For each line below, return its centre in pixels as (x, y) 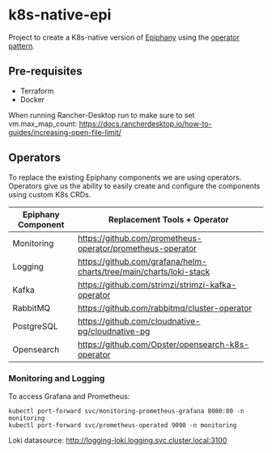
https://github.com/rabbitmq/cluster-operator (165, 307)
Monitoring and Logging (57, 379)
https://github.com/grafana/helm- (142, 261)
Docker (32, 99)
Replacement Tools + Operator (168, 219)
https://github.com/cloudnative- (139, 321)
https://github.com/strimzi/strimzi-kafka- (157, 285)
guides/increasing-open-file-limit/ (65, 132)
